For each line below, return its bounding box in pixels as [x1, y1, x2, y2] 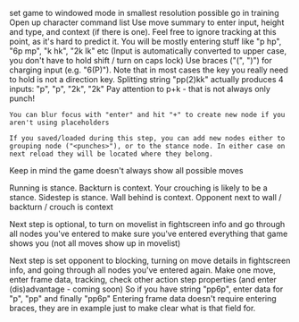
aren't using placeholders [9, 118, 110, 127]
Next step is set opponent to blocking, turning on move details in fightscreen [9, 255, 291, 266]
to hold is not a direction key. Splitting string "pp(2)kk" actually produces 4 [9, 74, 284, 84]
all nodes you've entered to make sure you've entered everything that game [9, 228, 288, 239]
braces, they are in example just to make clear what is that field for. [9, 303, 256, 313]
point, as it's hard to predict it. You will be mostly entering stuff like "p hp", [9, 36, 282, 47]
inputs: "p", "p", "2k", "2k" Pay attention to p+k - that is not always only [9, 84, 270, 94]
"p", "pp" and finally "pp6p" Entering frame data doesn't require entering [9, 293, 277, 303]
